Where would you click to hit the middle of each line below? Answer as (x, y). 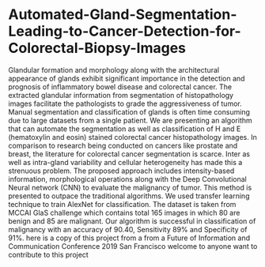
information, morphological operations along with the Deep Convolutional (127, 179)
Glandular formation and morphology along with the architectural (114, 70)
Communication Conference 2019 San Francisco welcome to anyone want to (133, 246)
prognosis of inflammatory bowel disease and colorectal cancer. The (120, 86)
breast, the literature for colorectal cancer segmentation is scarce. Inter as (129, 154)
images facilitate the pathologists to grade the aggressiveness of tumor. (125, 103)
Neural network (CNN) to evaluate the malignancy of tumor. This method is (130, 187)
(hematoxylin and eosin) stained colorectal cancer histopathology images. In (132, 137)
